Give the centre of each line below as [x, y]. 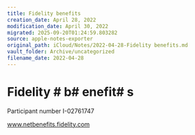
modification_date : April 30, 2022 [58, 26]
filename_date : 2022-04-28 [45, 58]
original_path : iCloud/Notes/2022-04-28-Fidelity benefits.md [97, 45]
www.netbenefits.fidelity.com [49, 124]
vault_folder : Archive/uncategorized [61, 52]
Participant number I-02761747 [51, 111]
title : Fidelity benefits [44, 13]
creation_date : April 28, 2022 [52, 20]
